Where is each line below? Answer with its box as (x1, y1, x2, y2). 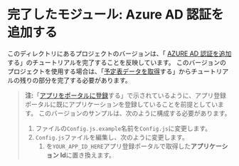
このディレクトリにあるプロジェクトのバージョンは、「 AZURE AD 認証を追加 (7, 49, 232, 58)
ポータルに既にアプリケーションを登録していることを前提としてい (24, 100, 218, 108)
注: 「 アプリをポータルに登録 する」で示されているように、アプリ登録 (24, 90, 226, 100)
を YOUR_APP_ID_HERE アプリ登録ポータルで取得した (46, 142, 191, 150)
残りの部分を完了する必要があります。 (19, 76, 132, 84)
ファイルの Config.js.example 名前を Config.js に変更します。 (35, 124, 212, 133)
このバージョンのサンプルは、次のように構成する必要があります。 (38, 108, 231, 118)
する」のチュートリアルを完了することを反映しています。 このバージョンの (7, 58, 226, 66)
